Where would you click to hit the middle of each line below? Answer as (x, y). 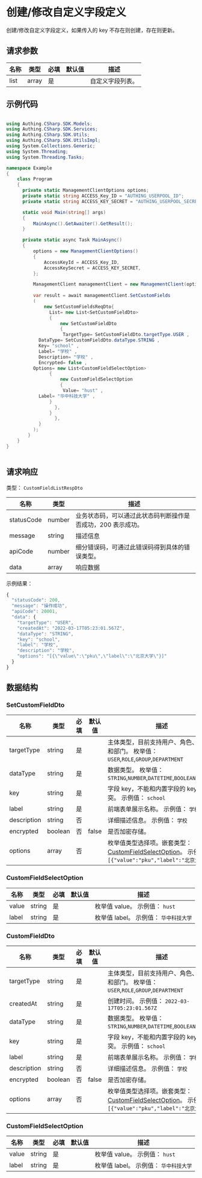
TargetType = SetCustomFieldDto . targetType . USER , (126, 335)
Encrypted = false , (63, 362)
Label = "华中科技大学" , (67, 396)
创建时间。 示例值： (136, 1001)
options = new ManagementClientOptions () (85, 251)
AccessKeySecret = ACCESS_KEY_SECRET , (93, 268)
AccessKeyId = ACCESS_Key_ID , (82, 262)
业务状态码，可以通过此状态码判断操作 (130, 516)
